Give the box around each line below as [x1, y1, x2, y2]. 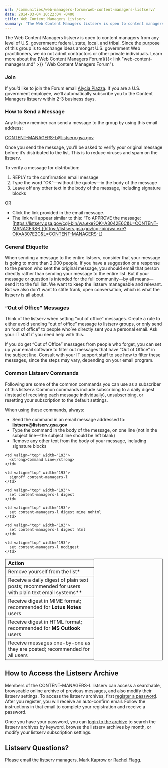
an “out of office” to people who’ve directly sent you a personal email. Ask [5, 326, 158, 332]
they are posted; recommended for [8, 645, 90, 652]
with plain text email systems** [8, 589, 82, 596]
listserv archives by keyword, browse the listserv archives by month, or [5, 724, 151, 730]
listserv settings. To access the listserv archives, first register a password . [5, 693, 158, 699]
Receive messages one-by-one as [8, 639, 91, 646]
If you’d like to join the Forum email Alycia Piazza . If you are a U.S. [5, 85, 141, 91]
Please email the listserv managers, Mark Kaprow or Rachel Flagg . [5, 757, 142, 763]
